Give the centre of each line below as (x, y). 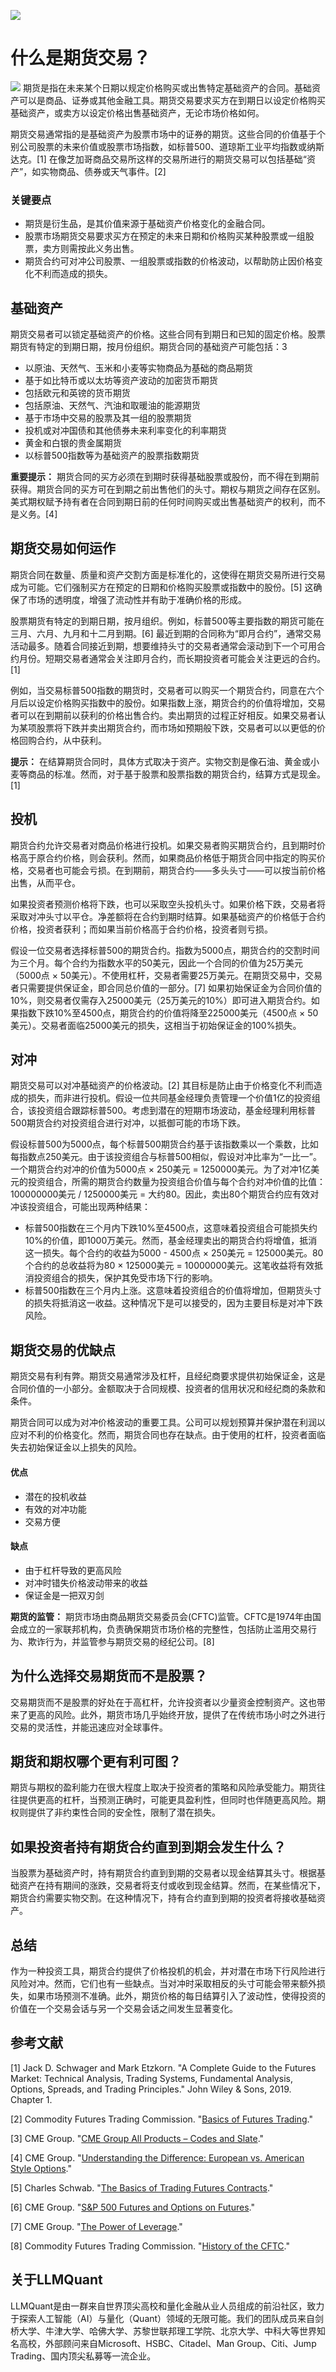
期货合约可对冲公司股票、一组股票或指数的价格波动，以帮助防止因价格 (169, 261)
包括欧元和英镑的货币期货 (77, 393)
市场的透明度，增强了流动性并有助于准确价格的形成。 (137, 599)
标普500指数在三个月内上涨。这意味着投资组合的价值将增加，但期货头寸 (173, 1291)
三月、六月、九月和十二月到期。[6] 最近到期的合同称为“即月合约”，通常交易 (166, 633)
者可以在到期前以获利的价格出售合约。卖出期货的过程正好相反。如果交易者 (163, 715)
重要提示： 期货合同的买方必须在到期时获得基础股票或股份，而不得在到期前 (165, 477)
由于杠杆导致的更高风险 (73, 1570)
